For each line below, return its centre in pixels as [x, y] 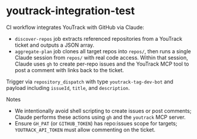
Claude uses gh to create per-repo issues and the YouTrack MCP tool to [102, 64]
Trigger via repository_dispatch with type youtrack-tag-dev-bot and [90, 82]
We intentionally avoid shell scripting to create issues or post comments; [103, 111]
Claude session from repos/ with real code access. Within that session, [101, 57]
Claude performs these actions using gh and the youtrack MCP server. [100, 117]
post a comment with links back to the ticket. [69, 70]
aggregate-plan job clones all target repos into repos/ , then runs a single [103, 51]
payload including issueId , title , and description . [68, 88]
